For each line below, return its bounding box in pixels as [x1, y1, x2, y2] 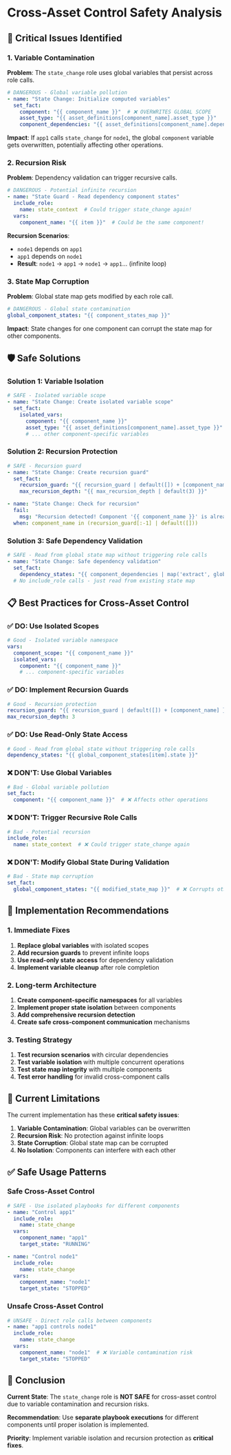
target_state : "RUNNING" [19, 1241, 91, 1248]
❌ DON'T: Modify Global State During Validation [7, 858, 170, 867]
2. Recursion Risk [7, 158, 67, 168]
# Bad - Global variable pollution [7, 783, 109, 791]
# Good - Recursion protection [7, 701, 97, 708]
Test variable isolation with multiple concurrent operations [16, 1058, 184, 1066]
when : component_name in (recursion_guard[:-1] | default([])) [13, 520, 198, 527]
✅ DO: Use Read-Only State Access [7, 730, 129, 739]
